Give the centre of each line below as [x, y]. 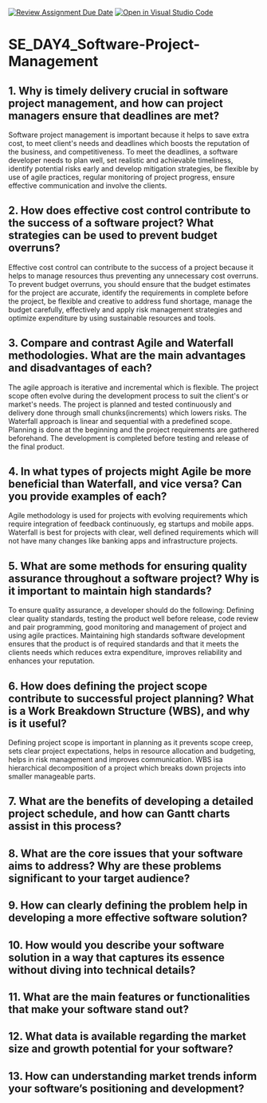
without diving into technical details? [102, 970]
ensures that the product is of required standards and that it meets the [124, 644]
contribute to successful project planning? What [131, 699]
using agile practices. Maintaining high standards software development [127, 636]
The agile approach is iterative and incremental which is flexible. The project [133, 387]
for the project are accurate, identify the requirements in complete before [128, 292]
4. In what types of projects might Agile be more [130, 471]
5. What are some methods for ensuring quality [128, 566]
